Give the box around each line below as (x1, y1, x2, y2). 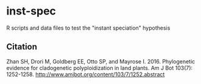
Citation (6, 42, 38, 52)
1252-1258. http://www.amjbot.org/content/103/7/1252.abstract (6, 71, 165, 78)
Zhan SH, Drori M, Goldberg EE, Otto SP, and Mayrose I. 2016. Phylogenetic (6, 57, 196, 65)
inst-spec (6, 4, 57, 18)
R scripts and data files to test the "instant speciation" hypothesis (6, 24, 171, 31)
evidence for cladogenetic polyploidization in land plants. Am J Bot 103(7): (6, 64, 193, 71)
